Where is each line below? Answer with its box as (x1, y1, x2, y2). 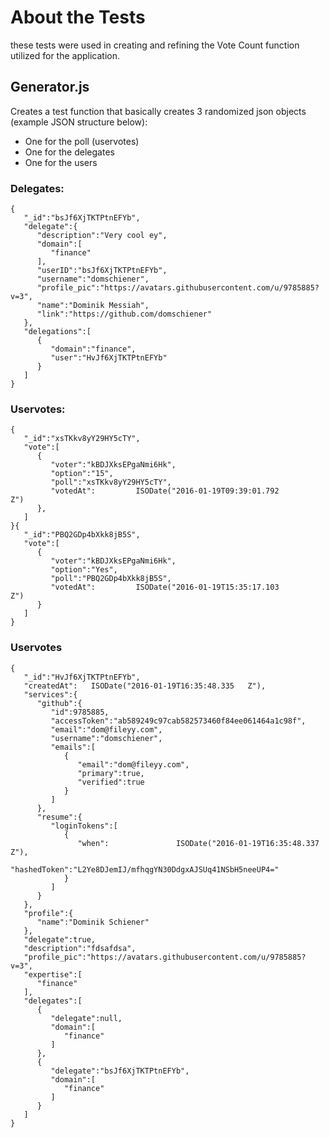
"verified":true (77, 777, 145, 787)
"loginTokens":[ (50, 821, 118, 831)
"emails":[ (50, 742, 97, 752)
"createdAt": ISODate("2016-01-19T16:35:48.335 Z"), (23, 681, 267, 691)
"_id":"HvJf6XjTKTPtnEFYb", (23, 672, 141, 682)
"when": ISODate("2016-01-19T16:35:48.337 (77, 838, 320, 848)
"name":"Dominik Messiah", (36, 301, 150, 311)
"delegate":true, (23, 934, 97, 945)
